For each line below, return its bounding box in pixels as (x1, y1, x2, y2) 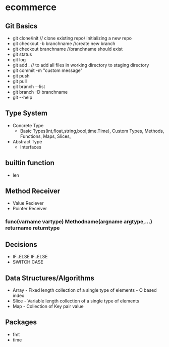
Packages (5, 318, 37, 327)
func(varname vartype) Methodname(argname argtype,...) (5, 218, 152, 225)
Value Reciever (12, 200, 44, 206)
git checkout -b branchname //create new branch (12, 41, 116, 47)
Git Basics (5, 22, 38, 30)
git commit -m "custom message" (12, 67, 83, 73)
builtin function (5, 159, 54, 167)
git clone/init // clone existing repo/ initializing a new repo (12, 35, 132, 41)
